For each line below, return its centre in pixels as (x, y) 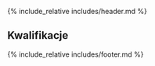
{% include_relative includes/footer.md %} (76, 54)
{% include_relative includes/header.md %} (77, 11)
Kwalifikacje (38, 35)
